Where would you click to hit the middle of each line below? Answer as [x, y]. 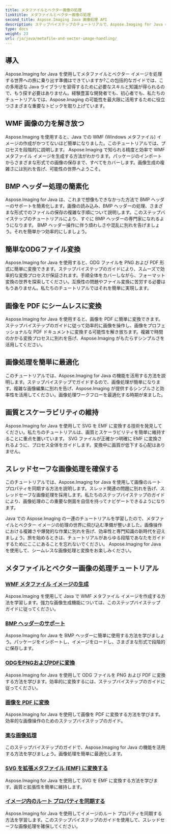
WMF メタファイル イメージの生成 [47, 584]
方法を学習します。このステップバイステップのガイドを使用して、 [74, 820]
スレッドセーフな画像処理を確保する [62, 469]
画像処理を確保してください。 [50, 826]
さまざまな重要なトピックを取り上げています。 [59, 106]
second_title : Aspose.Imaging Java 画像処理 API [56, 19]
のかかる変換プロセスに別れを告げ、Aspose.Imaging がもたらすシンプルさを [85, 338]
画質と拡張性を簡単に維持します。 [49, 787]
